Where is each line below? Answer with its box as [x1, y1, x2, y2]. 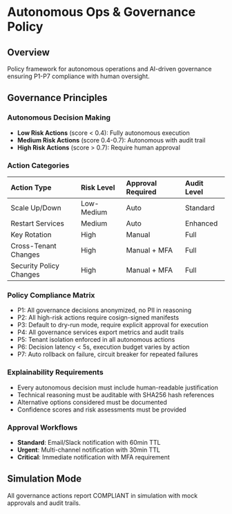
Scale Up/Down [10, 203, 61, 212]
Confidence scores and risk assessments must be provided [17, 405, 186, 414]
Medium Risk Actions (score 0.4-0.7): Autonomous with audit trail [17, 136, 206, 144]
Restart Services [10, 219, 64, 228]
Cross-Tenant [10, 241, 57, 250]
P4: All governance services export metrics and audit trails [17, 328, 184, 336]
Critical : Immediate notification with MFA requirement [17, 452, 171, 461]
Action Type [10, 183, 52, 192]
